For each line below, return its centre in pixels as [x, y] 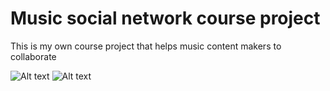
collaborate [33, 56]
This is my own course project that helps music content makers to [146, 46]
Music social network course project [165, 18]
